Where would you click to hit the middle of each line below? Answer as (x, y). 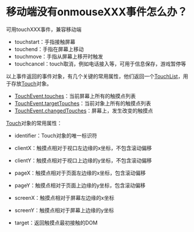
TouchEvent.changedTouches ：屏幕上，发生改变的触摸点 (84, 110)
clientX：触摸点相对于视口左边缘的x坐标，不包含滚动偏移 (83, 148)
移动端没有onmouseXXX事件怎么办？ (97, 12)
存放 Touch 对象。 (31, 83)
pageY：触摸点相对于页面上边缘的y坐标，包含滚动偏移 (80, 185)
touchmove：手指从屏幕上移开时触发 (59, 56)
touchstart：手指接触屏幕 (45, 42)
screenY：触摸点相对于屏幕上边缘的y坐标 (64, 210)
